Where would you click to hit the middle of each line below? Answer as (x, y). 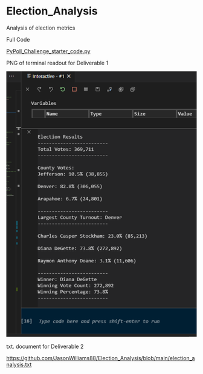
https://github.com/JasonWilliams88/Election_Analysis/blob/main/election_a (101, 358)
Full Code (18, 39)
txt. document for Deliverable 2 (45, 347)
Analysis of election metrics (41, 28)
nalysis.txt (19, 365)
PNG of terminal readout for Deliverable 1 (57, 63)
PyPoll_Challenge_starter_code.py (48, 51)
